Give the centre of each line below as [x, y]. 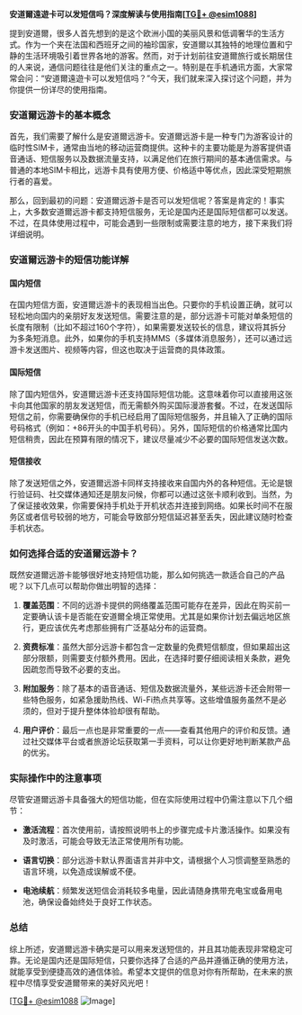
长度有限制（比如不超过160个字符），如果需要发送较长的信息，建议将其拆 [144, 327]
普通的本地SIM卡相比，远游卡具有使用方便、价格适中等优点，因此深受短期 [147, 170]
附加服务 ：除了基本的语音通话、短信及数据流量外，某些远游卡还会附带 [152, 689]
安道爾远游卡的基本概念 [60, 114]
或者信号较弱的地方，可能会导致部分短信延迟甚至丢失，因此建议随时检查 [159, 516]
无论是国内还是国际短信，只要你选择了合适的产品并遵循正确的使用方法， [159, 960]
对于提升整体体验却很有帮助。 [109, 711]
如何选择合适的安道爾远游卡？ [74, 553]
